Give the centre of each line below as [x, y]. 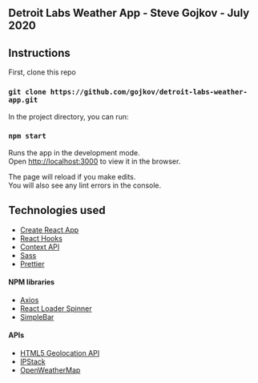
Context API [40, 247]
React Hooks [41, 238]
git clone [27, 92]
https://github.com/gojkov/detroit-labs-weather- [149, 92]
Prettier [32, 264]
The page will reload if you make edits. [72, 176]
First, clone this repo [42, 72]
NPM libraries [31, 282]
